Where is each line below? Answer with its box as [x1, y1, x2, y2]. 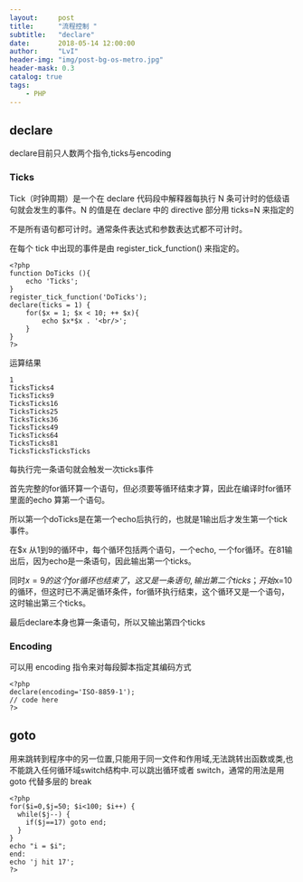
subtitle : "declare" [9, 30, 95, 39]
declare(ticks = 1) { [9, 300, 91, 309]
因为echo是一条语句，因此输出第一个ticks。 [33, 555, 196, 567]
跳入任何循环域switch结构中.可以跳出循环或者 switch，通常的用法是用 [24, 764, 285, 775]
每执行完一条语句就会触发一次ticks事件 [9, 463, 155, 474]
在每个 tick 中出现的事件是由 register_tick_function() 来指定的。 [9, 242, 244, 254]
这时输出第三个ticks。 [9, 597, 91, 608]
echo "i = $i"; [9, 841, 67, 850]
